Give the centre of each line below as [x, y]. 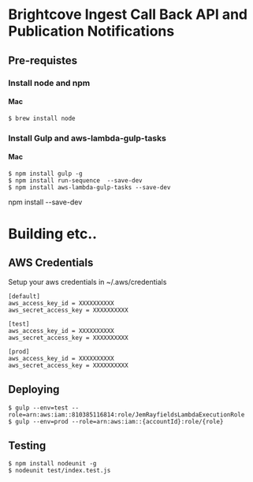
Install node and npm [49, 83]
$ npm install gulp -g [45, 174]
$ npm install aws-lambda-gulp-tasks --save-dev [89, 187]
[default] [24, 296]
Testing [27, 446]
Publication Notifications [91, 31]
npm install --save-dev [45, 202]
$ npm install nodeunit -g [52, 464]
